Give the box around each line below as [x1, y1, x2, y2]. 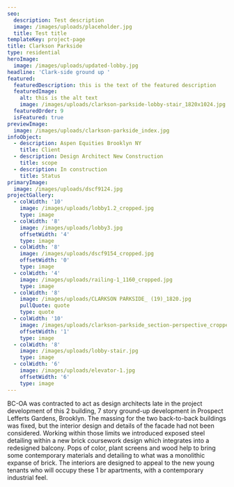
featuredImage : [13, 88, 58, 95]
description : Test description [13, 17, 104, 24]
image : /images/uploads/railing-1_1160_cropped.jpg [19, 276, 173, 283]
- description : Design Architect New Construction [13, 153, 164, 160]
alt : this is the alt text [19, 95, 98, 102]
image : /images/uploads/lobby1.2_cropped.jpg [19, 205, 155, 212]
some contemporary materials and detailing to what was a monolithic [7, 451, 205, 459]
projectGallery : [7, 192, 54, 199]
